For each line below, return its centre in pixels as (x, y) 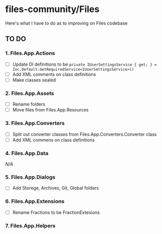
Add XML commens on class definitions (53, 140)
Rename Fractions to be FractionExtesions (56, 212)
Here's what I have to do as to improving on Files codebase (66, 23)
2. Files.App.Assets (30, 93)
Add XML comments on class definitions (54, 74)
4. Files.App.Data (27, 153)
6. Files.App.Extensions (35, 201)
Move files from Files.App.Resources (50, 110)
